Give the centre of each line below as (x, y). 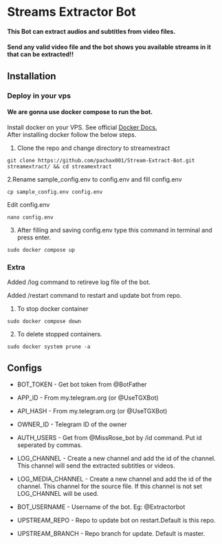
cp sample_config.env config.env (55, 192)
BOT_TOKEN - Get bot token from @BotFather (82, 384)
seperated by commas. (49, 445)
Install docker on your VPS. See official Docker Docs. (82, 127)
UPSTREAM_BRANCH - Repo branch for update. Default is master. (111, 533)
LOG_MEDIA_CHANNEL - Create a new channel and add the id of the (114, 479)
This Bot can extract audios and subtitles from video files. (91, 31)
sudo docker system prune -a (49, 347)
